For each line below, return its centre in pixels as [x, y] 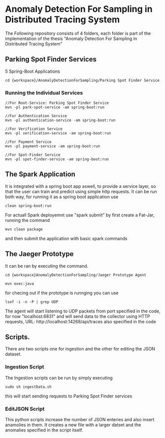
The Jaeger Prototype [39, 254]
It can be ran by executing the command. [47, 266]
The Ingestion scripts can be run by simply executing [59, 378]
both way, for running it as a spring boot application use [62, 197]
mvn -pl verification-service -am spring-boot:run [58, 133]
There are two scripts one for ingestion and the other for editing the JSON [80, 349]
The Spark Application [40, 174]
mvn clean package [24, 229]
